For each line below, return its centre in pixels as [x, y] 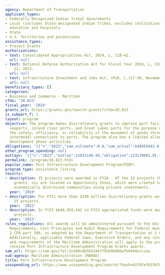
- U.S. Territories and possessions [42, 37]
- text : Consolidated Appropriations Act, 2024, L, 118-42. [68, 55]
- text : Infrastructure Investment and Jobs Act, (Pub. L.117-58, [74, 78]
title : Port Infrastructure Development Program [56, 260]
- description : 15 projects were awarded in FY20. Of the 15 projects [80, 178]
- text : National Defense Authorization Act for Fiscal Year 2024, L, [79, 64]
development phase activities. [41, 142]
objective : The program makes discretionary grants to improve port [77, 124]
